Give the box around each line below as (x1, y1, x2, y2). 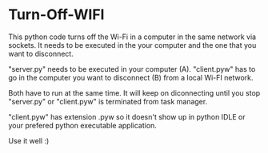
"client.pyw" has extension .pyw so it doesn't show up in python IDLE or (8, 112, 246, 121)
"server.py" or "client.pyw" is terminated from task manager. (8, 96, 208, 106)
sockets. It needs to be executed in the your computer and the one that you (8, 40, 257, 49)
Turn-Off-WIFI (8, 6, 105, 24)
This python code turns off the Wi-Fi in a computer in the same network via (8, 32, 257, 41)
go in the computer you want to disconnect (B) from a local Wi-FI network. (8, 73, 254, 82)
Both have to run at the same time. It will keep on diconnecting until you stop (8, 88, 261, 97)
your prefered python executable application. (8, 120, 158, 130)
